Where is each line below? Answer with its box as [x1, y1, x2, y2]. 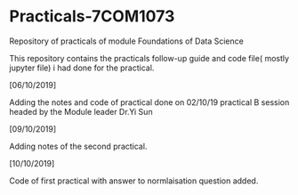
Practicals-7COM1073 [9, 6, 175, 27]
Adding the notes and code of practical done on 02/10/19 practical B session [9, 96, 290, 108]
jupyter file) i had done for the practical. [9, 62, 155, 73]
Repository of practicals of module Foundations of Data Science [9, 36, 245, 46]
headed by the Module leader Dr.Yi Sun [9, 106, 153, 117]
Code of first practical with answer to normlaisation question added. [9, 175, 259, 186]
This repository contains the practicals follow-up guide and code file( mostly [9, 53, 290, 63]
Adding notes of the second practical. [9, 141, 148, 151]
